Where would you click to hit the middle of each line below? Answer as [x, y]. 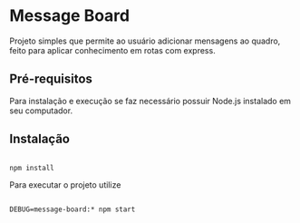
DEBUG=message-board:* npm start [73, 209]
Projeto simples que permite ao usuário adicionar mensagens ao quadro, [145, 41]
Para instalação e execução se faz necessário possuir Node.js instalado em [150, 101]
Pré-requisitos [51, 79]
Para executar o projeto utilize [65, 184]
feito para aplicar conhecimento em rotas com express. [112, 50]
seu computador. [41, 111]
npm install [32, 168]
